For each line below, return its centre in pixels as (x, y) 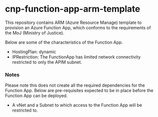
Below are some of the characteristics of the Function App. (64, 42)
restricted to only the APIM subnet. (47, 62)
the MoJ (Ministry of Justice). (35, 33)
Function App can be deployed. (36, 96)
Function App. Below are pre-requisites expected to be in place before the (79, 91)
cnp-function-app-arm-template (73, 9)
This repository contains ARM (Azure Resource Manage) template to (73, 22)
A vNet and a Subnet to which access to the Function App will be (77, 105)
